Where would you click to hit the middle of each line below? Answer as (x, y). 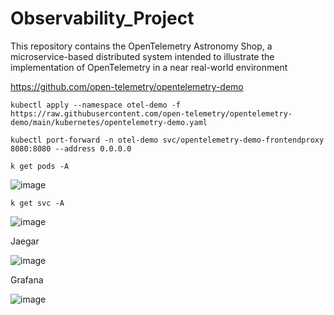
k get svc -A (37, 203)
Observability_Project (102, 18)
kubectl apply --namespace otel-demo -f (96, 105)
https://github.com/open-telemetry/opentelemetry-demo (127, 86)
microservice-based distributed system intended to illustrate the (142, 56)
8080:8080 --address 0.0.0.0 (71, 148)
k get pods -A (40, 166)
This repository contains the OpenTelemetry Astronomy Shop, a (141, 46)
